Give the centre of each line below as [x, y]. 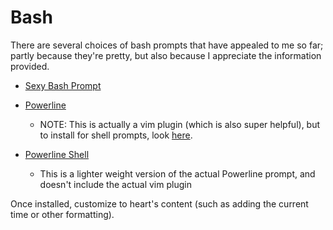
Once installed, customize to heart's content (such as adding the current [159, 203]
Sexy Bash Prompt [63, 85]
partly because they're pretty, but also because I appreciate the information [166, 55]
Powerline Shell [57, 154]
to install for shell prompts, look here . [116, 135]
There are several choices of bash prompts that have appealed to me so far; [167, 45]
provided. [30, 66]
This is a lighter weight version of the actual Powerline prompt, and [177, 173]
